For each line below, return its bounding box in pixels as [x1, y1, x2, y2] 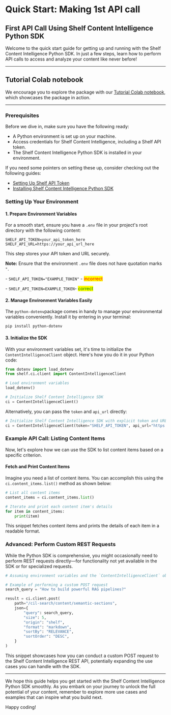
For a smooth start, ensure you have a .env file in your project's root [5, 222, 148, 228]
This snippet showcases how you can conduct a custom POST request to [5, 652, 159, 659]
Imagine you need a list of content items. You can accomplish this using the [5, 475, 164, 481]
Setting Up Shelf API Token [12, 180, 70, 186]
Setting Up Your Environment [5, 198, 79, 205]
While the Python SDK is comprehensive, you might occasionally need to [5, 552, 158, 558]
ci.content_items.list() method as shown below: [5, 481, 112, 487]
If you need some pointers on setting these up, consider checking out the [5, 165, 159, 171]
